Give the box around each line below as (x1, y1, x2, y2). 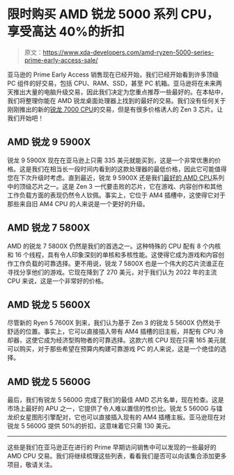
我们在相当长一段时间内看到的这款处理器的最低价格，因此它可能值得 (31, 164, 227, 173)
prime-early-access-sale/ (24, 56, 98, 64)
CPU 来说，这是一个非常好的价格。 (7, 277, 108, 285)
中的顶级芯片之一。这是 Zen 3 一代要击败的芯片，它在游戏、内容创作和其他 (7, 182, 223, 190)
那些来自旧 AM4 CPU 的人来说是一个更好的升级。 (7, 199, 149, 208)
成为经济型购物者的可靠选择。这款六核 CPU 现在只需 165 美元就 (43, 336, 226, 345)
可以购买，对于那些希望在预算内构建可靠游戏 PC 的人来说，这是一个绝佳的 (7, 345, 221, 353)
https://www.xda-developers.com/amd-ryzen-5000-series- (42, 48, 214, 56)
